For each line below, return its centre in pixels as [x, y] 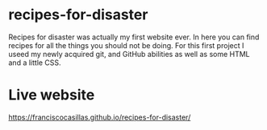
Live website [52, 95]
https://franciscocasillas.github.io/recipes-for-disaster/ [100, 117]
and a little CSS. [35, 63]
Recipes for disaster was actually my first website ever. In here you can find [134, 37]
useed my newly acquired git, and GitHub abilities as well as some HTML [129, 54]
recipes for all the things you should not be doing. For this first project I [126, 45]
